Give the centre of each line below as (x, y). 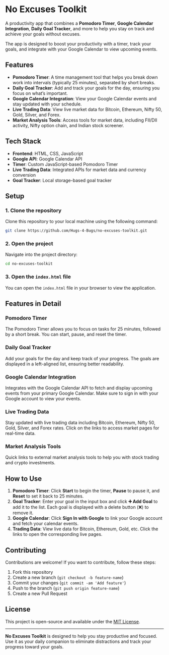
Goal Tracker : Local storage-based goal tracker (62, 180)
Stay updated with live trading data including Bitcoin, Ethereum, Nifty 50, (80, 423)
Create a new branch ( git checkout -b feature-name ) (68, 578)
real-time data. (21, 433)
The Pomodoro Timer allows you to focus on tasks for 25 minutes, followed (83, 329)
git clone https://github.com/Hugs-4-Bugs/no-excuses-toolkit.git (76, 231)
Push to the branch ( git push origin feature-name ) (66, 588)
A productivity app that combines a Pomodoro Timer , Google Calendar (79, 23)
